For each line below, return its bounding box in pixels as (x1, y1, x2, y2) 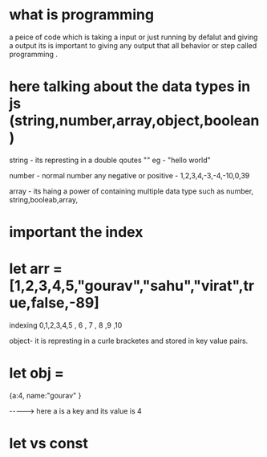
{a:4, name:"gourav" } (9, 390, 82, 400)
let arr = (9, 259, 63, 278)
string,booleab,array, (9, 194, 79, 204)
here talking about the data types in (9, 78, 251, 96)
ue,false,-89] (9, 294, 99, 312)
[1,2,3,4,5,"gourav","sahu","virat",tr (9, 277, 255, 295)
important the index (9, 223, 144, 242)
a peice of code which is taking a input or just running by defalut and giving (9, 32, 258, 42)
